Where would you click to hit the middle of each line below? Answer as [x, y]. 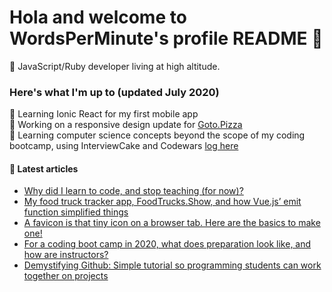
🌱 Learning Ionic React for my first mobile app [104, 114]
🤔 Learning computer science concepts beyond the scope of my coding [157, 135]
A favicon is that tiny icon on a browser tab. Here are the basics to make [172, 223]
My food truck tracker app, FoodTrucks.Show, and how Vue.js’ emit [162, 202]
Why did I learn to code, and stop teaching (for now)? [133, 191]
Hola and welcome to [98, 17]
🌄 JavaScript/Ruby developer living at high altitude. [115, 66]
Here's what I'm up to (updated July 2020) [114, 92]
